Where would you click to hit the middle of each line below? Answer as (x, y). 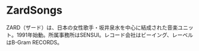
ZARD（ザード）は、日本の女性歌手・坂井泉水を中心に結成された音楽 (92, 27)
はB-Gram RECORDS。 (34, 42)
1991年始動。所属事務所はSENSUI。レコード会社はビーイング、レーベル (105, 35)
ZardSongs (34, 10)
